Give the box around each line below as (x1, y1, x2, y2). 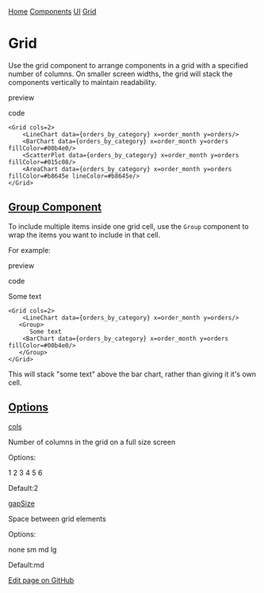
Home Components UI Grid (8, 7, 97, 16)
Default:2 (8, 483, 39, 492)
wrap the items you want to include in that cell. (8, 230, 161, 239)
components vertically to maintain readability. (8, 77, 157, 86)
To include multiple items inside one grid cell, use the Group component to (8, 221, 249, 231)
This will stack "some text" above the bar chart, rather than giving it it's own (8, 369, 256, 379)
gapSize (8, 499, 36, 508)
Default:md (8, 560, 45, 569)
